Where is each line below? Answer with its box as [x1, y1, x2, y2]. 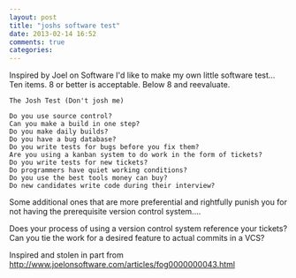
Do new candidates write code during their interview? [9, 182, 216, 191]
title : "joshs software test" [9, 21, 121, 30]
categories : [9, 46, 53, 55]
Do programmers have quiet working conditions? [9, 166, 188, 175]
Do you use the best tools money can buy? [9, 174, 168, 183]
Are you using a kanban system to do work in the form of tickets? [9, 151, 263, 160]
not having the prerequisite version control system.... [9, 207, 201, 217]
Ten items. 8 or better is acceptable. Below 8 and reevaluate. [9, 79, 231, 90]
